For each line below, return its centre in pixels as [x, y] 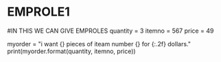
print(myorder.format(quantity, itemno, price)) [71, 51]
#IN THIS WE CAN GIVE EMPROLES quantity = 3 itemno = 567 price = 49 [110, 31]
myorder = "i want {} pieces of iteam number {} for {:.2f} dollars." [99, 44]
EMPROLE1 [39, 12]
